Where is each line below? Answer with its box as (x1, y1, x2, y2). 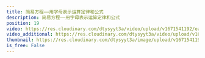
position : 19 (6, 20, 40, 26)
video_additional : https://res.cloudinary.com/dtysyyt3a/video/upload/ (6, 31, 192, 37)
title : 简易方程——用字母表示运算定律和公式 (6, 8, 104, 15)
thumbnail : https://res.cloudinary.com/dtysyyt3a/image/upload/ (6, 37, 173, 43)
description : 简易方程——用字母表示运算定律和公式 (6, 14, 120, 21)
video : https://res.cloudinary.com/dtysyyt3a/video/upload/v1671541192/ (6, 25, 195, 32)
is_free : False (6, 43, 45, 49)
